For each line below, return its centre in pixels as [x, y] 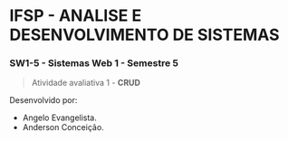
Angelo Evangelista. [60, 117]
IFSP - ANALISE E [76, 16]
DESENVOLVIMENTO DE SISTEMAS [144, 35]
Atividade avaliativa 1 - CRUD [86, 83]
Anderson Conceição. [63, 127]
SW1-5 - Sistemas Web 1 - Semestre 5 [94, 63]
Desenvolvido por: [43, 100]
